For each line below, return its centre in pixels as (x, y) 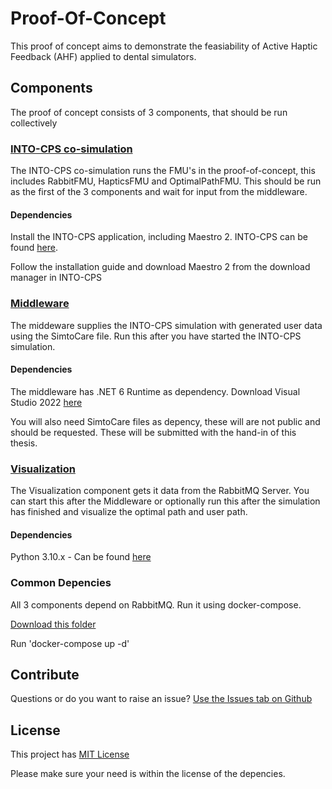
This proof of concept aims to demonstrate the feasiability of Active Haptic (164, 46)
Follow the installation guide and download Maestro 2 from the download (160, 267)
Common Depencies (61, 583)
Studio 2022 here (46, 402)
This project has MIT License (70, 754)
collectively (34, 123)
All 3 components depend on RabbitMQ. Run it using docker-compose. (156, 604)
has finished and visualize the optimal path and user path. (129, 512)
